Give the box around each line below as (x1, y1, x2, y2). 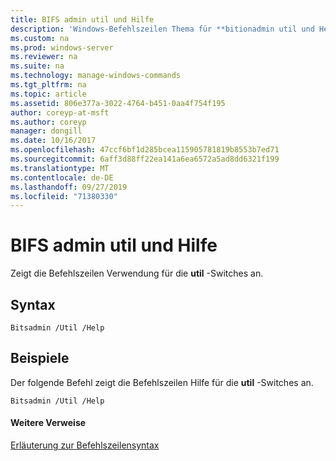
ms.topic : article (10, 89, 87, 99)
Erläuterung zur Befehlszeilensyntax (10, 439, 160, 451)
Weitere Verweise (10, 417, 87, 429)
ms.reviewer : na (10, 52, 78, 62)
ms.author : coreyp (10, 117, 87, 127)
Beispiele (10, 350, 70, 367)
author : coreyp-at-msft (10, 107, 110, 118)
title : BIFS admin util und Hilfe (10, 14, 155, 25)
